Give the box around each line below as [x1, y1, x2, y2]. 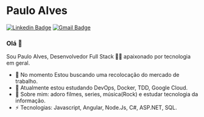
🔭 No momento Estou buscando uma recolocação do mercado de [15, 71, 180, 79]
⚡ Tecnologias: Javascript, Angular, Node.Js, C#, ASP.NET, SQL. [15, 104, 178, 112]
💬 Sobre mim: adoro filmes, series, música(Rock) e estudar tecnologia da [15, 91, 199, 98]
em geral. [6, 59, 30, 67]
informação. [15, 97, 46, 104]
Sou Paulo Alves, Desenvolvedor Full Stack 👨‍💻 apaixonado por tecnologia [6, 53, 191, 60]
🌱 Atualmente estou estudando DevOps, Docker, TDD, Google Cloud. [15, 84, 188, 91]
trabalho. [15, 77, 38, 85]
